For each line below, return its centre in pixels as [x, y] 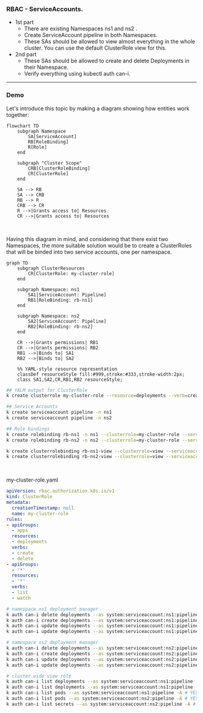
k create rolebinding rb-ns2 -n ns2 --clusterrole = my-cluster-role [93, 440]
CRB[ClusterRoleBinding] [59, 168]
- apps [20, 531]
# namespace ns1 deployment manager [52, 609]
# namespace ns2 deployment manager [52, 643]
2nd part [26, 55]
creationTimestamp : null [43, 508]
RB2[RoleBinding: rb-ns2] [61, 327]
